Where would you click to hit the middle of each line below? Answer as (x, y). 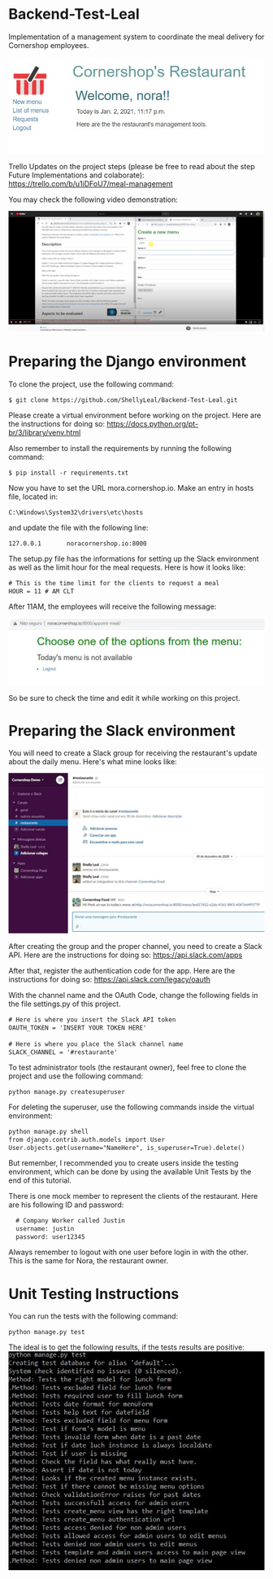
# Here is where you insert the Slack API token (92, 1020)
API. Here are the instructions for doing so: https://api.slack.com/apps (126, 955)
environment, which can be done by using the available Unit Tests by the (130, 1172)
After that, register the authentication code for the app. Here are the (122, 971)
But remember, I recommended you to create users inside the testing (123, 1163)
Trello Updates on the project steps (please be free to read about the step (132, 167)
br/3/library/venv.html (45, 433)
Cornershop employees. (49, 45)
